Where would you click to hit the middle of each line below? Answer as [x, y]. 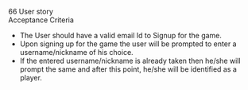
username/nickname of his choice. [76, 52]
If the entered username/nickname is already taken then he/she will [130, 61]
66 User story [31, 12]
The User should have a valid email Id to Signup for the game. [121, 35]
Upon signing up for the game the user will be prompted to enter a [128, 44]
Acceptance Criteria [41, 20]
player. [31, 78]
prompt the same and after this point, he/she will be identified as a [128, 69]
